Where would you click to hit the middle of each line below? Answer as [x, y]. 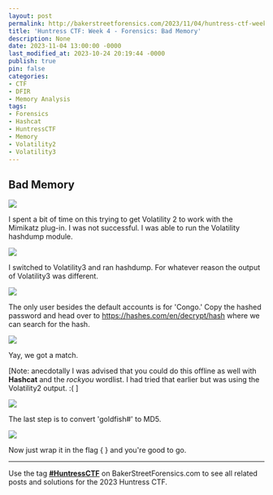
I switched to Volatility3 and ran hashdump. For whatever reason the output [134, 268]
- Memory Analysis [39, 99]
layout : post [30, 16]
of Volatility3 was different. [54, 276]
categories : [28, 76]
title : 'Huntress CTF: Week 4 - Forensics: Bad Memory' [105, 31]
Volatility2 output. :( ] [43, 388]
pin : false [27, 69]
